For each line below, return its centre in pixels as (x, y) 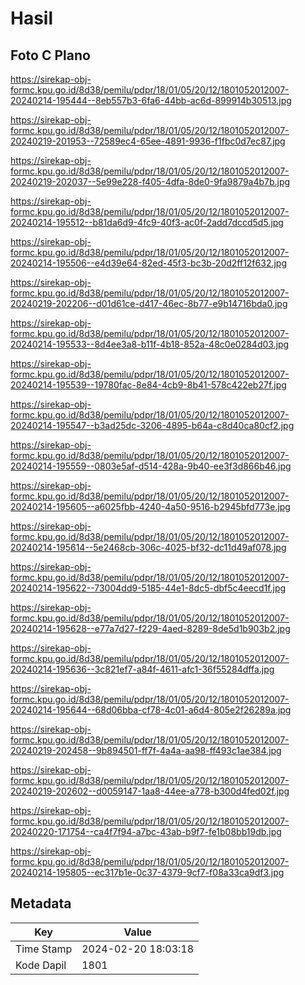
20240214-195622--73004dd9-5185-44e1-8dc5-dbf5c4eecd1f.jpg (148, 588)
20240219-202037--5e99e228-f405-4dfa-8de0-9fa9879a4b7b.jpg (150, 181)
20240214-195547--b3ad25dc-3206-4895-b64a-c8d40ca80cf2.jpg (152, 425)
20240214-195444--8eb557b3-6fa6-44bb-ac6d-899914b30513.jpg (151, 100)
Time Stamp (44, 949)
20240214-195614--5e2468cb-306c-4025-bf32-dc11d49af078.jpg (148, 547)
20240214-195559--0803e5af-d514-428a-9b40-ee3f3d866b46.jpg (151, 466)
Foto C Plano (50, 55)
